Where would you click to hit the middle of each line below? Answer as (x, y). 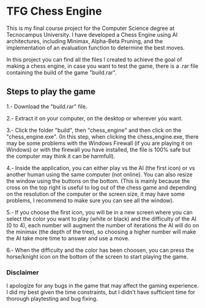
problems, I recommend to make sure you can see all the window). (90, 200)
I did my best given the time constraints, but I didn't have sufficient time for (101, 292)
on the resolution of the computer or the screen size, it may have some (96, 194)
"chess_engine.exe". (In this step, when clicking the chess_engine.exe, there (102, 136)
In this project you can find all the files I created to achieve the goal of (94, 59)
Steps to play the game (51, 92)
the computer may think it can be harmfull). (61, 156)
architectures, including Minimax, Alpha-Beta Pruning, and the (85, 41)
